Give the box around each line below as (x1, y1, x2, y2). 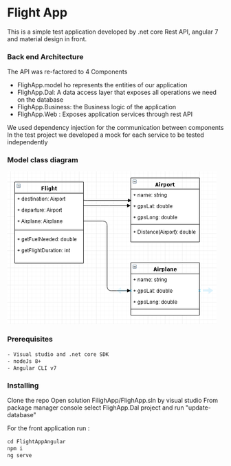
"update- (185, 403, 211, 412)
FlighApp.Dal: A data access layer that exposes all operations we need (16, 88, 217, 97)
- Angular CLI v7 (7, 364, 57, 372)
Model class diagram (7, 155, 78, 165)
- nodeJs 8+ (7, 357, 41, 365)
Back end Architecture (7, 52, 84, 61)
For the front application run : (7, 424, 90, 432)
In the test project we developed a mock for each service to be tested (7, 131, 204, 139)
